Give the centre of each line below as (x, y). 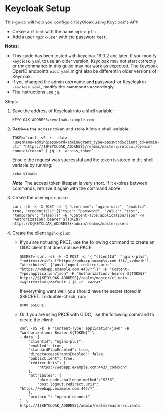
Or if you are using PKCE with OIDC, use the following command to (87, 314)
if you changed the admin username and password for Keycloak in (79, 82)
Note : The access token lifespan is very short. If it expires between (80, 183)
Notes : (12, 46)
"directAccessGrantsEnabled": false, (67, 354)
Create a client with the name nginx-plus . (55, 31)
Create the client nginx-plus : (41, 233)
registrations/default (43, 282)
